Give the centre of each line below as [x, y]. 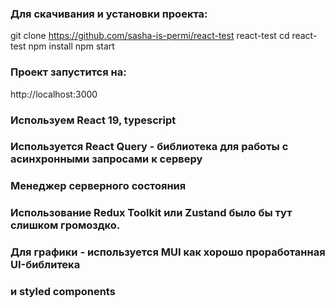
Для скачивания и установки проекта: [109, 14]
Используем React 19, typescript [93, 120]
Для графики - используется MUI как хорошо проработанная [168, 252]
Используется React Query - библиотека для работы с [149, 147]
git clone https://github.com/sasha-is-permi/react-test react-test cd [150, 36]
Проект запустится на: [68, 72]
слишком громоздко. [65, 225]
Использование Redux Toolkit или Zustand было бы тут [151, 213]
